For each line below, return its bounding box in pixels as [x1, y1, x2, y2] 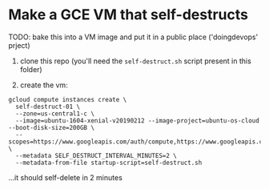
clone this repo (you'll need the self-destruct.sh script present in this [19, 56, 252, 66]
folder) [19, 64, 42, 74]
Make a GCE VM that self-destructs [8, 6, 248, 24]
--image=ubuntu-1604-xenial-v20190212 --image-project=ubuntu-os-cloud [15, 116, 260, 125]
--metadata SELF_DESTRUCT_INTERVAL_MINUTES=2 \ [15, 151, 178, 159]
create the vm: [19, 80, 68, 90]
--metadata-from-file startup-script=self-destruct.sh [15, 159, 203, 167]
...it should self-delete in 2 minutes [8, 172, 122, 182]
